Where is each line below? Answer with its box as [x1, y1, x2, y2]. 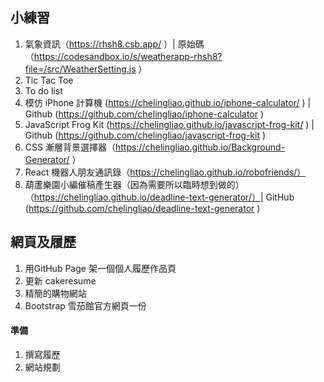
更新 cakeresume [24, 274, 97, 287]
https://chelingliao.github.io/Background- [114, 141, 286, 153]
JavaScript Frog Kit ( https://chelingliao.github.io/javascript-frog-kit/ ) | [24, 118, 315, 130]
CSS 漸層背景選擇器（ [24, 141, 116, 153]
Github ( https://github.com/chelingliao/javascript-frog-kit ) [24, 129, 267, 141]
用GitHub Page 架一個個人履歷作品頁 [24, 262, 177, 274]
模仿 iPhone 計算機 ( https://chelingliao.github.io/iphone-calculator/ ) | [24, 96, 312, 108]
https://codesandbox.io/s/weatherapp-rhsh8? [33, 50, 223, 62]
